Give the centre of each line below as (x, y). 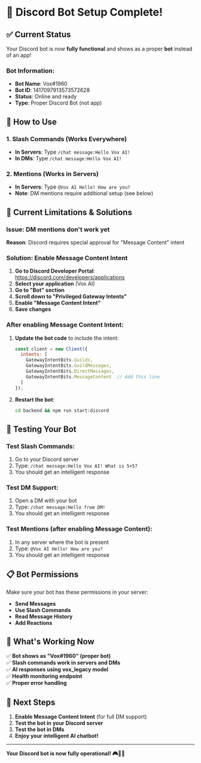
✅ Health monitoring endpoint (44, 676)
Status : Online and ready (46, 97)
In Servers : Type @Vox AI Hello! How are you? (72, 187)
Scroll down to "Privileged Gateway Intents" (71, 297)
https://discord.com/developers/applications (70, 277)
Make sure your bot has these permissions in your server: (77, 592)
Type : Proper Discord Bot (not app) (58, 103)
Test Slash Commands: (40, 446)
